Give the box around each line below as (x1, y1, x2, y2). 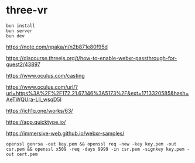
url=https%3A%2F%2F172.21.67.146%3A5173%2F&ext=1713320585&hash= (6, 89, 189, 96)
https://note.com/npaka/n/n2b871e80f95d (6, 43, 108, 50)
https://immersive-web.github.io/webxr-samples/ (6, 130, 125, 137)
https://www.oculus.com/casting (6, 72, 85, 79)
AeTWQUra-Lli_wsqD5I (6, 96, 61, 103)
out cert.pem (6, 151, 38, 157)
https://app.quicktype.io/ (6, 118, 66, 126)
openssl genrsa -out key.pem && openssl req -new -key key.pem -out (6, 141, 177, 147)
